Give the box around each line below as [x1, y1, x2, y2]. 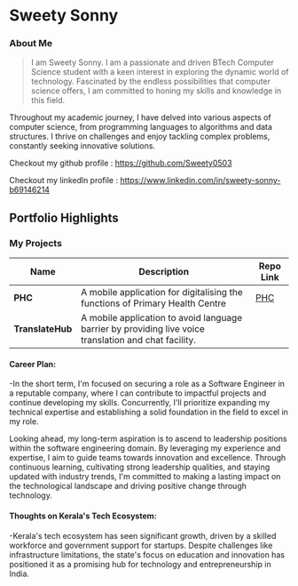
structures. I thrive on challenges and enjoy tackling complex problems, [9, 131, 271, 142]
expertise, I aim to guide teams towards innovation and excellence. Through [9, 453, 286, 463]
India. [9, 568, 29, 579]
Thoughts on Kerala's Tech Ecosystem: [9, 510, 157, 521]
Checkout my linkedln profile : [9, 175, 118, 186]
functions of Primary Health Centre [81, 297, 226, 309]
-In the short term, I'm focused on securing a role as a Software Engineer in [9, 379, 286, 389]
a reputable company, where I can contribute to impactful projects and [9, 388, 267, 398]
